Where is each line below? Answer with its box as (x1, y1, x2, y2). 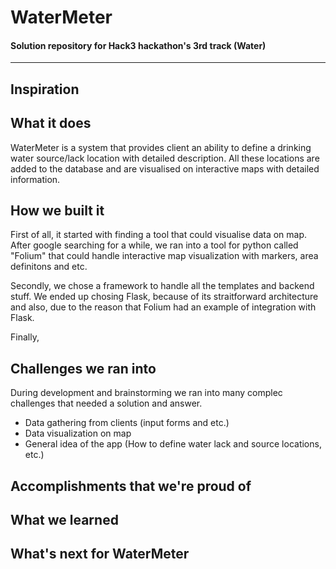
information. (10, 173, 61, 185)
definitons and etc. (10, 261, 88, 273)
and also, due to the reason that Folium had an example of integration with (10, 301, 317, 313)
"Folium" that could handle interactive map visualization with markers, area (10, 250, 319, 262)
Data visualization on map (24, 427, 132, 440)
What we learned (10, 512, 119, 528)
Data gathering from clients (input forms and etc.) (24, 417, 230, 429)
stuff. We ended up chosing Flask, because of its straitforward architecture (10, 291, 319, 303)
